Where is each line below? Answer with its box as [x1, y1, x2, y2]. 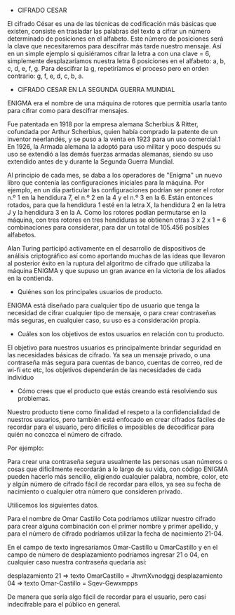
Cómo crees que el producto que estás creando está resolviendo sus [17, 387, 217, 395]
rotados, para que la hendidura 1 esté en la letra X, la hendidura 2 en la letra [7, 201, 226, 209]
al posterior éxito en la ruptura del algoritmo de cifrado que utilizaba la [7, 259, 210, 267]
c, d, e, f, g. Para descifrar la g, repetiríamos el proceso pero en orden [7, 65, 209, 72]
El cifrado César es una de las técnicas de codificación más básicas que [7, 20, 217, 27]
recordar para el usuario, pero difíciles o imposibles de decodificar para [7, 423, 215, 431]
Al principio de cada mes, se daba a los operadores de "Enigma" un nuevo [7, 171, 222, 179]
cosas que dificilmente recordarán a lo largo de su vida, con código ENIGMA [7, 465, 228, 473]
